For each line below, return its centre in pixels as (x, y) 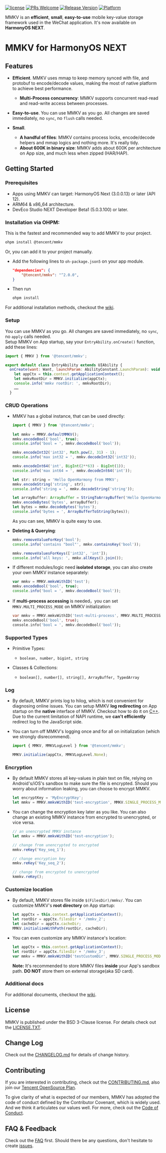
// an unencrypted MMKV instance (47, 832)
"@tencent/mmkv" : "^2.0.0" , (50, 275)
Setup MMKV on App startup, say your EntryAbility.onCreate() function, (80, 341)
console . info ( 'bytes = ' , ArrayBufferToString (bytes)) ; (71, 512)
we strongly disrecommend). (41, 737)
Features (19, 66)
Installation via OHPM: (33, 222)
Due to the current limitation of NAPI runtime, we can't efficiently (79, 716)
